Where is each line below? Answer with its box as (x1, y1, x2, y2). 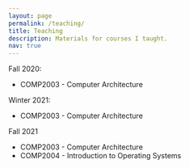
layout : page (8, 11, 52, 20)
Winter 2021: (8, 95, 51, 105)
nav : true (8, 42, 42, 50)
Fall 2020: (8, 64, 42, 73)
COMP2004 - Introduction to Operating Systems (19, 151, 182, 161)
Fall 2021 (8, 127, 39, 136)
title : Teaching (8, 27, 63, 35)
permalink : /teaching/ (8, 19, 85, 27)
